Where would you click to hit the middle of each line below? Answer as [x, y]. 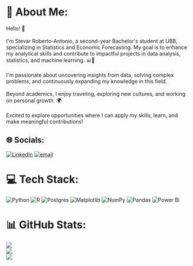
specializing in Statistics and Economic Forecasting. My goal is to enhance [97, 47]
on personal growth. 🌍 [34, 100]
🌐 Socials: [25, 140]
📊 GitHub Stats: [46, 225]
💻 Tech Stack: [42, 179]
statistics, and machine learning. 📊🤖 [51, 60]
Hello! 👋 [16, 28]
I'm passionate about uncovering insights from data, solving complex [90, 75]
